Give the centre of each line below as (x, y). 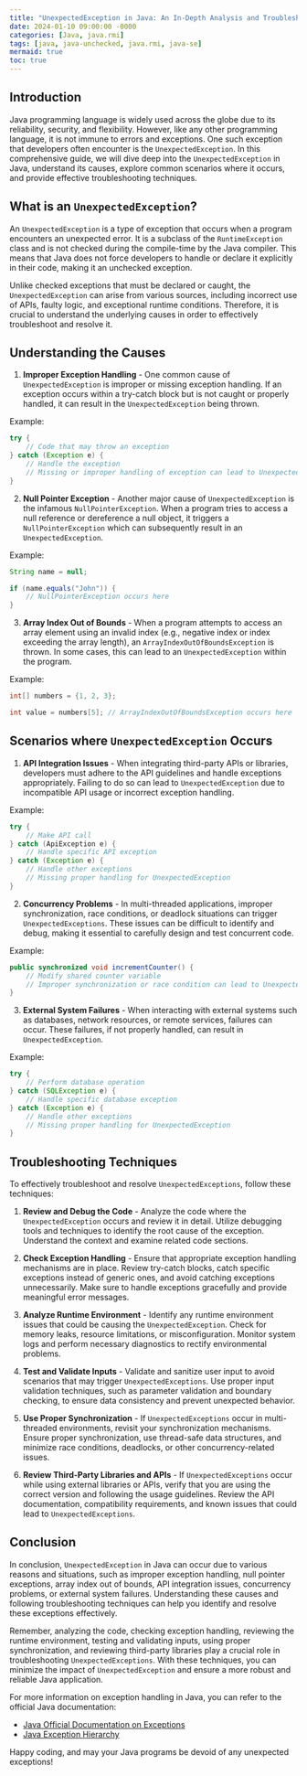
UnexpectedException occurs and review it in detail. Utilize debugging (152, 1221)
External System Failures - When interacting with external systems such (160, 1011)
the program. (47, 662)
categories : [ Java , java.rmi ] (67, 35)
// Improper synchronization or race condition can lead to (143, 984)
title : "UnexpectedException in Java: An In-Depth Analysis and (134, 18)
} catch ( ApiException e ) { (63, 844)
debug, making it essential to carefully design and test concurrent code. (158, 933)
